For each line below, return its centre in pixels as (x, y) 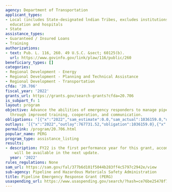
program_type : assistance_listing (42, 139)
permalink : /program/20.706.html (41, 129)
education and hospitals (36, 24)
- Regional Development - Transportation (50, 81)
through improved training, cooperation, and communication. (77, 115)
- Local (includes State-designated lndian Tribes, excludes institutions (87, 19)
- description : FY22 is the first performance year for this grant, (80, 148)
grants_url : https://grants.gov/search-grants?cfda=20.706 (70, 96)
